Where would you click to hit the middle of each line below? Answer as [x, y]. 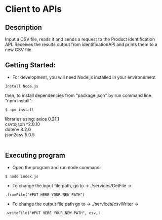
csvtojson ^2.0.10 [23, 124]
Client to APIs [34, 9]
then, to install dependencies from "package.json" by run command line [78, 95]
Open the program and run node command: [57, 167]
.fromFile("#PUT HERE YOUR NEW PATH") [45, 195]
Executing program [35, 155]
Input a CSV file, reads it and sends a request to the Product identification [80, 39]
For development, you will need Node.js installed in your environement [84, 77]
